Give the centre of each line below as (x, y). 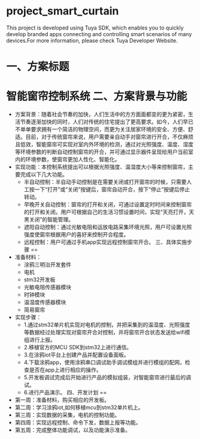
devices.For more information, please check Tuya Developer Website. (92, 40)
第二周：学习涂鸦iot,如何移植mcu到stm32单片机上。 (79, 408)
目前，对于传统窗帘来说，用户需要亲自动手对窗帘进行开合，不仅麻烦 (109, 137)
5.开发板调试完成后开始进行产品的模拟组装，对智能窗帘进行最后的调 (107, 378)
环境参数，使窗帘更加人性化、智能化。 (73, 159)
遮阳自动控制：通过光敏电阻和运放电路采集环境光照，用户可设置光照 (108, 227)
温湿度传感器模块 (45, 302)
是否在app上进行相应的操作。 (65, 370)
